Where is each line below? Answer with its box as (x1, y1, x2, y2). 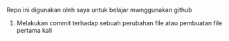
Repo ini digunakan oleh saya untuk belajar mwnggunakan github (6, 6, 192, 14)
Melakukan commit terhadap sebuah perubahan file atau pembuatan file (16, 19, 223, 27)
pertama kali (16, 27, 53, 34)
